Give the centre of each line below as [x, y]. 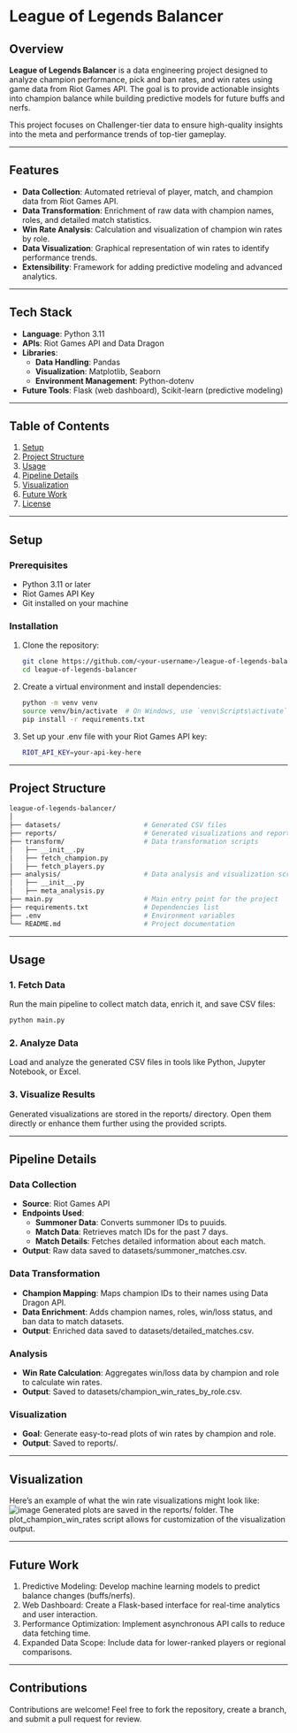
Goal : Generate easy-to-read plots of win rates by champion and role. [149, 1434]
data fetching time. [56, 1633]
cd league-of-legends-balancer [80, 670]
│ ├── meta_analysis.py [57, 891]
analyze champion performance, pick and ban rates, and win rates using [141, 80]
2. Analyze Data [44, 1043]
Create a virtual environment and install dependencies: [122, 686]
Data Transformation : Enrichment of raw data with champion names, [148, 211]
